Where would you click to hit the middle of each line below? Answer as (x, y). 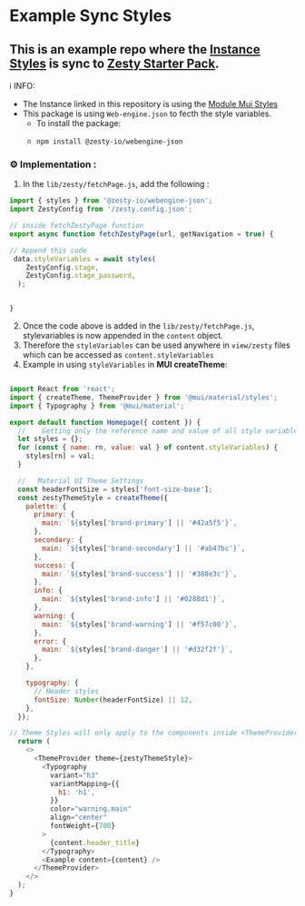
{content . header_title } (95, 842)
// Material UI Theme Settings (81, 481)
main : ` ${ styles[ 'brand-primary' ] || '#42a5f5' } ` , (140, 523)
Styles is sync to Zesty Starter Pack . (114, 63)
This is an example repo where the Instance (135, 49)
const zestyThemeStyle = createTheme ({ (93, 497)
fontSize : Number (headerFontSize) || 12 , (113, 700)
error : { (50, 641)
